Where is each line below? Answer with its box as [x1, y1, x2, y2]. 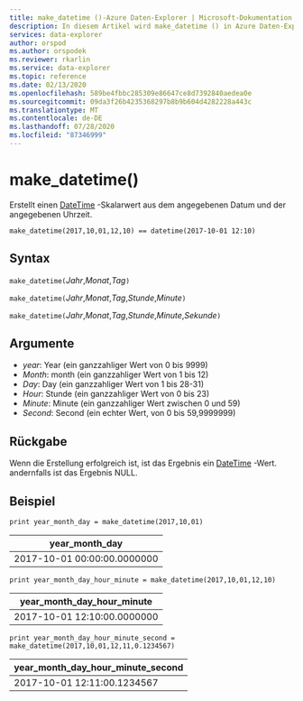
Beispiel [9, 493, 56, 509]
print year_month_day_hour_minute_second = [9, 633, 176, 643]
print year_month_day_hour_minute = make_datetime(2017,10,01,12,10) [9, 576, 277, 585]
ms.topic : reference [9, 72, 87, 81]
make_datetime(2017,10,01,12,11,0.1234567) [9, 641, 176, 650]
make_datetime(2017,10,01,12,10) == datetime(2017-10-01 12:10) [9, 226, 256, 235]
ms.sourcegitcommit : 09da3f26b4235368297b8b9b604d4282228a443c [9, 97, 252, 106]
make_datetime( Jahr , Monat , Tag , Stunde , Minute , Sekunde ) [9, 309, 222, 320]
